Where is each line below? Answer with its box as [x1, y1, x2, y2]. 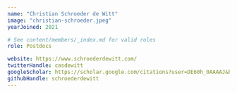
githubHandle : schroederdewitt [7, 75, 99, 82]
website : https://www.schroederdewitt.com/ [7, 56, 138, 63]
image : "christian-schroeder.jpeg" [7, 17, 112, 24]
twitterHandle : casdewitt [7, 62, 83, 69]
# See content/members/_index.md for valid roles [7, 36, 157, 43]
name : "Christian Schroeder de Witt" [7, 10, 119, 18]
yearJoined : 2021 [7, 23, 59, 30]
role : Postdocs [7, 43, 52, 50]
